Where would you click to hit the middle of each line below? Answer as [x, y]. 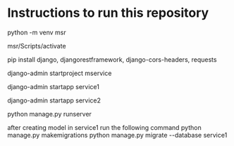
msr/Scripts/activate [37, 46]
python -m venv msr [37, 32]
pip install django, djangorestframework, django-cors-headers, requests [112, 59]
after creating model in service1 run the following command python [105, 127]
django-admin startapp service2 [54, 100]
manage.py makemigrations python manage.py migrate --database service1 [117, 135]
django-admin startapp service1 [54, 86]
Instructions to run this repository [108, 13]
